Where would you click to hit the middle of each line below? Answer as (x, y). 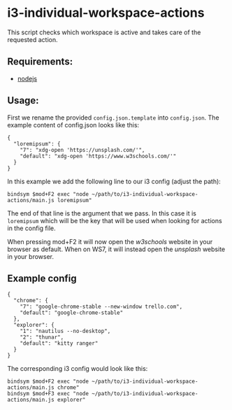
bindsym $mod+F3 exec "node (48, 394)
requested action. (32, 39)
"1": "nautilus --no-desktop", (65, 331)
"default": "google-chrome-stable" (72, 313)
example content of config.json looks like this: (73, 125)
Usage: (23, 100)
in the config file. (31, 228)
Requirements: (40, 62)
